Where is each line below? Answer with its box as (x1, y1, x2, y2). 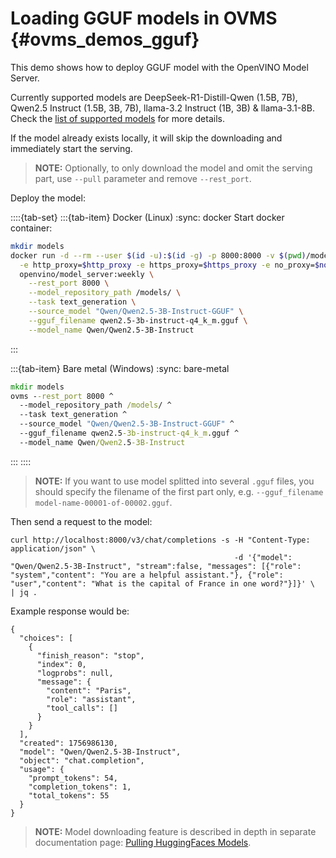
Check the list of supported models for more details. (10, 112, 225, 124)
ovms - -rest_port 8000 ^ (10, 391, 114, 401)
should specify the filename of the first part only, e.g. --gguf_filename (34, 485, 324, 497)
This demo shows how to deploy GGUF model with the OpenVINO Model (10, 61, 309, 73)
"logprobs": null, (36, 668, 114, 678)
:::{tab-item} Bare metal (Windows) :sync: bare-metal (10, 362, 230, 374)
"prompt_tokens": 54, (28, 773, 118, 783)
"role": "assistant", (46, 694, 137, 704)
